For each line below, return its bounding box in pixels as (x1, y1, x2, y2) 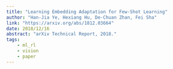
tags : (6, 37, 20, 43)
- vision (17, 48, 39, 54)
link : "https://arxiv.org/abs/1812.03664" (6, 20, 114, 26)
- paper (17, 53, 36, 59)
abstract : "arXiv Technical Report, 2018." (6, 31, 117, 37)
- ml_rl (17, 43, 36, 49)
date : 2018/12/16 (6, 25, 50, 32)
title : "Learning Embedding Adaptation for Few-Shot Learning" (6, 8, 168, 15)
